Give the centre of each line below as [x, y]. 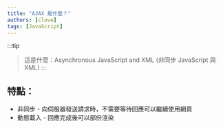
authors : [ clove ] [32, 20]
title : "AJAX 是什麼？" [39, 13]
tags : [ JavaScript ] [35, 26]
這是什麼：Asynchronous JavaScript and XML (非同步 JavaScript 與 [120, 60]
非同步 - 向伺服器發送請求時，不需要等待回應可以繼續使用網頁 [105, 109]
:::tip [13, 46]
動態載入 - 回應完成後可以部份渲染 [66, 118]
